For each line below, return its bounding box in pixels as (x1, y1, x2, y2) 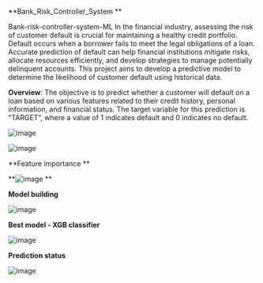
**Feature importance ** (8, 159, 90, 168)
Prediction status (8, 251, 66, 260)
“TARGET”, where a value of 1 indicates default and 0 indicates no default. (8, 113, 249, 122)
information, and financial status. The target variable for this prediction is (8, 104, 246, 114)
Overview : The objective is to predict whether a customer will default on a (8, 88, 250, 97)
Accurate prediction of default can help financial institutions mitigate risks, (8, 47, 250, 56)
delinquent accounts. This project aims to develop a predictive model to (8, 64, 242, 74)
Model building (8, 190, 59, 198)
